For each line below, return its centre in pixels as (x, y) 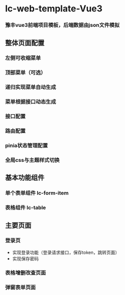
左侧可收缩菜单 (23, 58)
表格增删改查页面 (26, 273)
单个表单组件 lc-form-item (37, 193)
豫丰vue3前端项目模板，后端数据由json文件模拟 (62, 25)
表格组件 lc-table (26, 208)
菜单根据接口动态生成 (31, 102)
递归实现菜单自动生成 (31, 87)
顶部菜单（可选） (26, 73)
